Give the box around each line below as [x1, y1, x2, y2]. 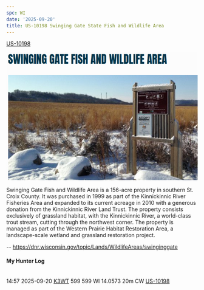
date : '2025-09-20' [6, 16, 56, 22]
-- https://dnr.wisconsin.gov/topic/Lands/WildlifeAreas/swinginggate [6, 243, 178, 250]
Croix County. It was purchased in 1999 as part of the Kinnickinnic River [6, 193, 186, 200]
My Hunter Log [6, 257, 45, 264]
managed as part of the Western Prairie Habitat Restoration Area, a [6, 225, 174, 232]
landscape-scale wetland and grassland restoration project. [6, 232, 155, 239]
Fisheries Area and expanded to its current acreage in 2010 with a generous [6, 199, 196, 207]
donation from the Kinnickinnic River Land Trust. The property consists [6, 205, 183, 213]
